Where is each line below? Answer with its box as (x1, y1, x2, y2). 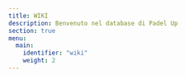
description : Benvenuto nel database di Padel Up (8, 19, 179, 27)
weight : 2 (23, 57, 56, 65)
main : (15, 42, 35, 50)
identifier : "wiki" (23, 49, 89, 57)
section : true (8, 26, 56, 34)
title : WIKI (8, 11, 48, 20)
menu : (8, 34, 27, 43)
